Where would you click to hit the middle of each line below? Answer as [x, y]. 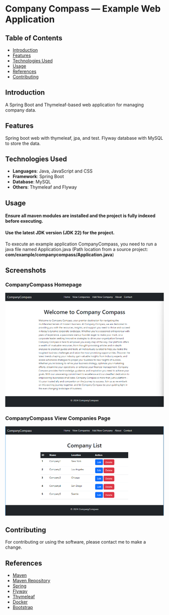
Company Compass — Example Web [83, 9]
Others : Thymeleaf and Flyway [45, 187]
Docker [20, 602]
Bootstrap [23, 607]
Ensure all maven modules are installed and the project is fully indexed [80, 216]
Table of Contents [34, 38]
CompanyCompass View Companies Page [58, 418]
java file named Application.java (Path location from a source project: [77, 249]
